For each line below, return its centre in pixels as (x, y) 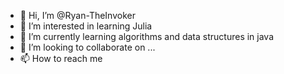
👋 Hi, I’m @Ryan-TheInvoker (77, 15)
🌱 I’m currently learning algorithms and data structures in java (147, 36)
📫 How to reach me (61, 58)
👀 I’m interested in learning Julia (86, 26)
